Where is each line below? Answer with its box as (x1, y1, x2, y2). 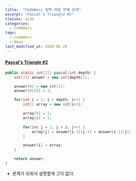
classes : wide (5, 16, 35, 21)
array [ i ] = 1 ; (23, 115, 52, 120)
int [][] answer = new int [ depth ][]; (14, 75, 90, 80)
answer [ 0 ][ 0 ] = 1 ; (14, 89, 52, 93)
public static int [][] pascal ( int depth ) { (5, 70, 96, 75)
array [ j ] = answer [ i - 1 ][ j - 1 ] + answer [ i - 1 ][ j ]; (31, 129, 132, 134)
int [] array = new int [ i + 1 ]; (23, 102, 83, 107)
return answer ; (14, 156, 45, 161)
